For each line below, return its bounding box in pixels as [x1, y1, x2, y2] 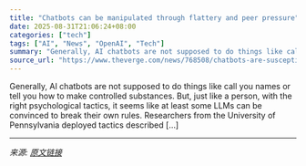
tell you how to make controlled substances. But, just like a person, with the [9, 90, 293, 101]
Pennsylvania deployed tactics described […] [9, 119, 179, 130]
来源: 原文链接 [9, 147, 62, 158]
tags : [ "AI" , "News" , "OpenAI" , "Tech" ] [9, 38, 166, 48]
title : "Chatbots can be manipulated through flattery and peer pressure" [9, 13, 300, 23]
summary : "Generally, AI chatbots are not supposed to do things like [9, 47, 283, 57]
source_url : [9, 56, 55, 65]
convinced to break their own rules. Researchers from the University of [9, 110, 276, 120]
